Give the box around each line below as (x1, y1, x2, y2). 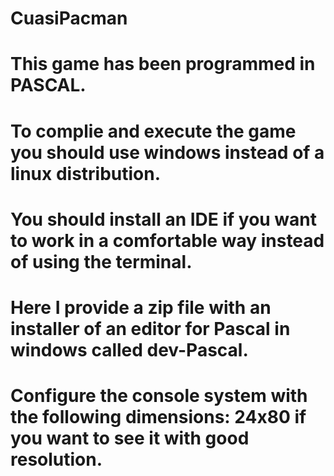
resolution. (10, 448, 103, 471)
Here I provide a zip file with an (10, 296, 272, 319)
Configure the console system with (10, 385, 308, 407)
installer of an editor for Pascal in (10, 317, 291, 340)
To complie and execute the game (10, 120, 297, 142)
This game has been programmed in (10, 53, 316, 76)
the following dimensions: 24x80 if (10, 406, 307, 429)
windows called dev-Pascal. (10, 338, 249, 361)
